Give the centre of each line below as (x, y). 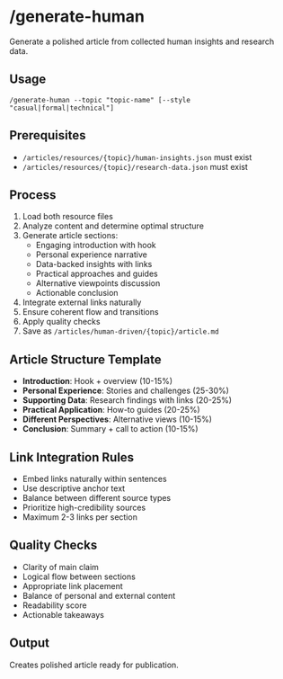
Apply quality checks (61, 322)
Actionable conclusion (77, 293)
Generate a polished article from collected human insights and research (142, 41)
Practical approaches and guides (97, 274)
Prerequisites (48, 135)
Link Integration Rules (72, 457)
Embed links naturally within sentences (95, 479)
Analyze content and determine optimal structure (113, 226)
